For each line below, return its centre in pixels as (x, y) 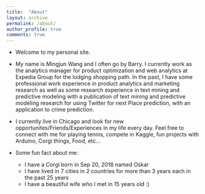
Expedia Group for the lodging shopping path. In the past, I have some (104, 77)
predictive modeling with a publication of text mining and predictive (100, 97)
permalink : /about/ (31, 23)
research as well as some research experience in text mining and (97, 90)
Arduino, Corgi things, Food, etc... (58, 141)
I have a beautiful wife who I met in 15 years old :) (87, 184)
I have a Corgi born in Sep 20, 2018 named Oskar (87, 165)
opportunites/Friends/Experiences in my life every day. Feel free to (99, 128)
